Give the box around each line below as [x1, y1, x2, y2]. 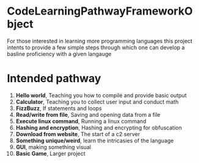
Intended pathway [7, 72, 101, 86]
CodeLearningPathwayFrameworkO [7, 4, 193, 18]
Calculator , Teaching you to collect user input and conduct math [15, 98, 179, 105]
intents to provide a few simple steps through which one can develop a [7, 44, 185, 51]
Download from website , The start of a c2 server [15, 130, 140, 137]
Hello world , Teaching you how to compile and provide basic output [15, 91, 187, 99]
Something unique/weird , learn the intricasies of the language [15, 137, 174, 144]
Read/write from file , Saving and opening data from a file [15, 111, 161, 118]
